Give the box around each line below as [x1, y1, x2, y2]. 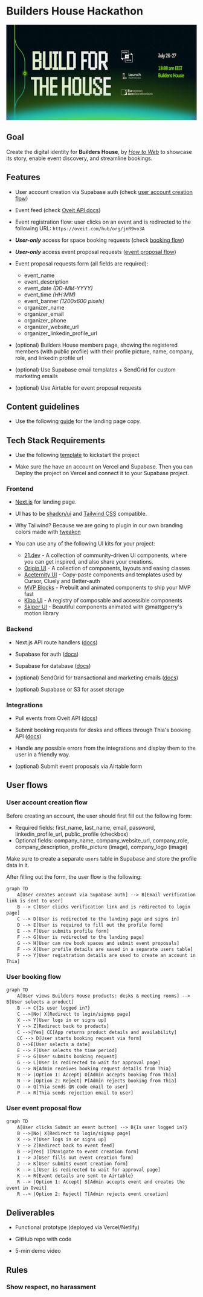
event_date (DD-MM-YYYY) [24, 284, 93, 292]
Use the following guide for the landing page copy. [14, 418, 141, 425]
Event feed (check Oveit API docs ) [14, 206, 101, 213]
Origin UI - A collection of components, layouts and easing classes [24, 565, 190, 572]
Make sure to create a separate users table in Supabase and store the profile [6, 855, 197, 862]
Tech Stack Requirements [6, 435, 106, 445]
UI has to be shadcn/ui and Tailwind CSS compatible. [14, 510, 147, 518]
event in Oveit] [6, 1185, 47, 1192]
